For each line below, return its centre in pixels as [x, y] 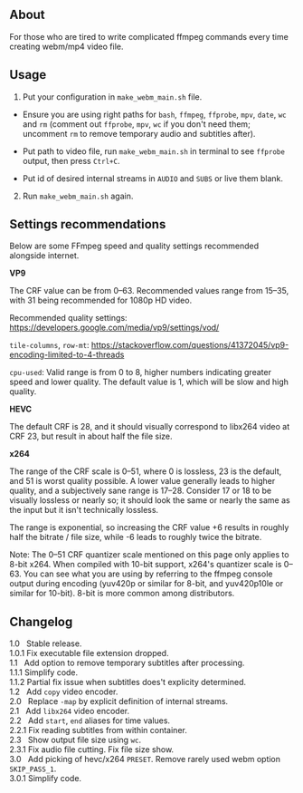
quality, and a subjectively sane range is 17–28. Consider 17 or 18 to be [141, 491]
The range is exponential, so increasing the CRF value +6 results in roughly [149, 527]
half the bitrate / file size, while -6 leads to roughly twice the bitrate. [136, 537]
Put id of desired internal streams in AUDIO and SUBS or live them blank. [152, 178]
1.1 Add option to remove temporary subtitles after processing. [127, 663]
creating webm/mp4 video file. [66, 46]
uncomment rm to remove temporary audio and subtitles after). [139, 133]
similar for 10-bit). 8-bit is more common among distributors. [122, 594]
